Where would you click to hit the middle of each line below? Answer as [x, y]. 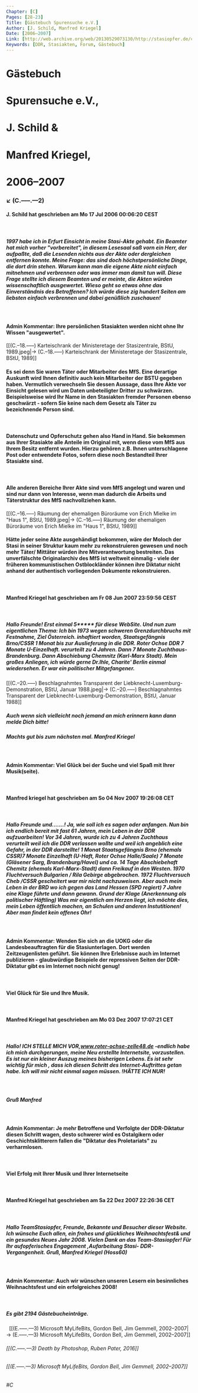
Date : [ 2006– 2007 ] [29, 34]
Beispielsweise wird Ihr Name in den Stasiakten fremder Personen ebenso [99, 397]
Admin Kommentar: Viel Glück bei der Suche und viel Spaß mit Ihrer [90, 765]
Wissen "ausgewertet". [36, 332]
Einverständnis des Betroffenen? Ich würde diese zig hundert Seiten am [96, 291]
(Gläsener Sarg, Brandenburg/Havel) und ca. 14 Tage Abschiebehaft [92, 862]
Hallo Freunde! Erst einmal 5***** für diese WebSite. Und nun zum [91, 624]
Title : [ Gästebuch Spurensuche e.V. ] [52, 22]
